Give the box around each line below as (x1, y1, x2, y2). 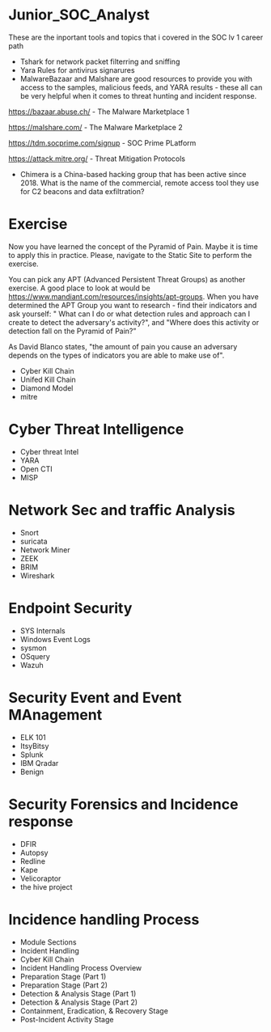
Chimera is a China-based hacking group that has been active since (19, 169, 247, 179)
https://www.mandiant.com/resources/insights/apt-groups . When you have (8, 291, 259, 301)
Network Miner (19, 544, 70, 555)
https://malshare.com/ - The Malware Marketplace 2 (8, 122, 184, 132)
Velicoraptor (19, 873, 61, 883)
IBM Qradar (19, 758, 59, 768)
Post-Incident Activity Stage (19, 1014, 114, 1024)
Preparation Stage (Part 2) (19, 980, 108, 990)
